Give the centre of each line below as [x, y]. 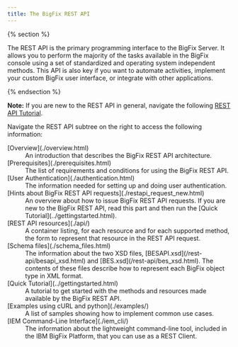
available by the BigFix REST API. [73, 298]
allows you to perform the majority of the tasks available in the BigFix [108, 55]
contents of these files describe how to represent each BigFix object [125, 268]
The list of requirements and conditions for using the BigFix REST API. [127, 170]
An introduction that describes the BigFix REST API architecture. [119, 155]
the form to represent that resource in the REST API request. [113, 238]
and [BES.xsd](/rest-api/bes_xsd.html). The [151, 261]
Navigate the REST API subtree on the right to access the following [105, 126]
